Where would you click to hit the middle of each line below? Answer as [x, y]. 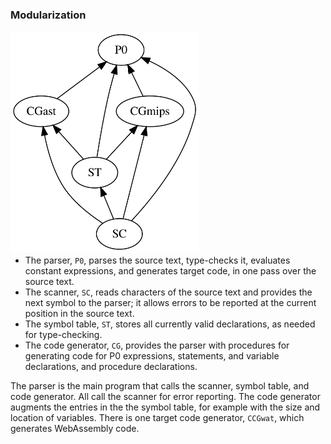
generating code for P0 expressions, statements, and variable [152, 355]
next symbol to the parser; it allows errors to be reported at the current [170, 302]
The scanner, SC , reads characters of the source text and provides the [168, 292]
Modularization [48, 15]
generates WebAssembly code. [75, 428]
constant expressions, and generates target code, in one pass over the [170, 270]
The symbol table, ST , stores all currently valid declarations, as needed [170, 324]
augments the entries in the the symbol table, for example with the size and [165, 407]
